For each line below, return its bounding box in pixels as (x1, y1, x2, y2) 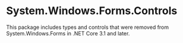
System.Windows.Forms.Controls (6, 4, 178, 18)
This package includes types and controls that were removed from (6, 24, 169, 31)
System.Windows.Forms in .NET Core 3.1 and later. (6, 29, 130, 37)
